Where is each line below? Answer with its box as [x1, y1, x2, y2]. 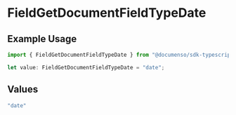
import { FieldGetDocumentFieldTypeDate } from [7, 51, 150, 58]
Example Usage [7, 33, 77, 45]
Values [7, 83, 39, 95]
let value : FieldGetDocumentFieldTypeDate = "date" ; [7, 64, 165, 71]
